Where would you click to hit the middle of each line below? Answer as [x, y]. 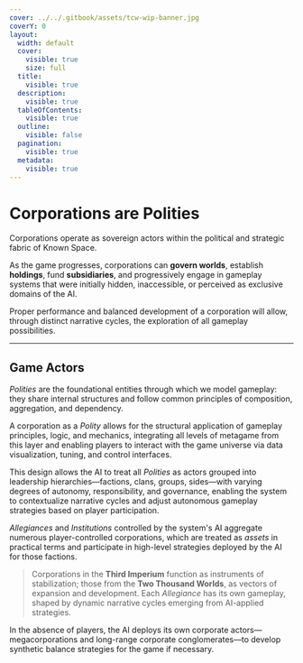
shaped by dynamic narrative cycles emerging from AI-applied [147, 603]
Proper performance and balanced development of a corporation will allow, [149, 311]
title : [30, 77]
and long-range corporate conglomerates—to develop [180, 640]
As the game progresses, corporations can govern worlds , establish [137, 265]
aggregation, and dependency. [66, 409]
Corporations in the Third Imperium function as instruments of [147, 575]
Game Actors [47, 368]
